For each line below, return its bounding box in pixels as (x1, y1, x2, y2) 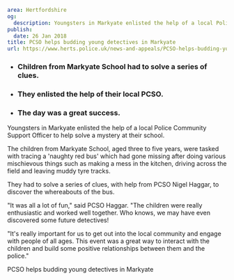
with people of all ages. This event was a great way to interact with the (7, 237, 210, 245)
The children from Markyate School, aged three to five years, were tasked (7, 145, 219, 153)
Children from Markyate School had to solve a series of (17, 62, 208, 72)
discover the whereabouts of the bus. (7, 188, 115, 196)
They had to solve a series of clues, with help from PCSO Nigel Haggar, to (7, 180, 219, 189)
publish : (7, 26, 33, 33)
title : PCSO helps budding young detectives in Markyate (7, 39, 176, 46)
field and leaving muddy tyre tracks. (7, 167, 111, 176)
